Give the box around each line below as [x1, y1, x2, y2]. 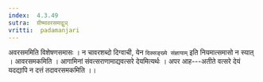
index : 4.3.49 [8, 11, 59, 20]
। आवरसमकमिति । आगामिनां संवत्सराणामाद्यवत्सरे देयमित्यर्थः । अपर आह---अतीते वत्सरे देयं [8, 57, 241, 66]
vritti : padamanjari [8, 26, 80, 34]
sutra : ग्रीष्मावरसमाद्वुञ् [8, 19, 68, 27]
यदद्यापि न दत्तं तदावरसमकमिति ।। [8, 65, 97, 75]
